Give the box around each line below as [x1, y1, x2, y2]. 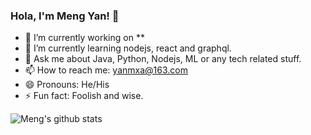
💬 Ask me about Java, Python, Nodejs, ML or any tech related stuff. [24, 53, 302, 65]
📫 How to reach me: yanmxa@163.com [24, 64, 188, 76]
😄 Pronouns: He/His [24, 79, 110, 91]
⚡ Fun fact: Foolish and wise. [24, 90, 144, 102]
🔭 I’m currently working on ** [24, 32, 145, 44]
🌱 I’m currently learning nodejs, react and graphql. [24, 42, 232, 54]
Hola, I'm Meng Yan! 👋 [10, 9, 120, 23]
